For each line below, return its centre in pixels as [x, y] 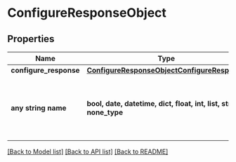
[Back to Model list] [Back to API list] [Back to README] [88, 151]
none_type [105, 112]
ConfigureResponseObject [87, 13]
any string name [39, 108]
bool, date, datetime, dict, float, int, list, [153, 103]
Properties [31, 39]
